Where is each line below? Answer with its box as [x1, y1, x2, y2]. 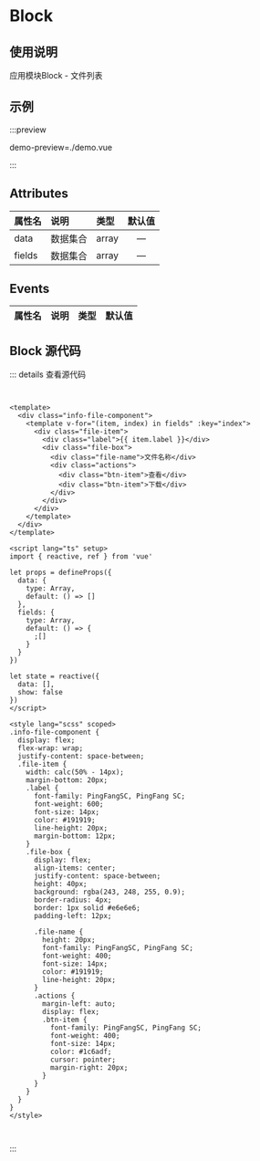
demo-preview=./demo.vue [9, 141, 113, 152]
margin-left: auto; [42, 999, 117, 1009]
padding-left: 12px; [33, 912, 112, 921]
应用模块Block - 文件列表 [9, 70, 103, 80]
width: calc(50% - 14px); [26, 768, 125, 777]
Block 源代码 [9, 343, 81, 359]
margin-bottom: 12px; [33, 832, 117, 841]
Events [9, 281, 50, 297]
